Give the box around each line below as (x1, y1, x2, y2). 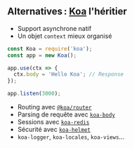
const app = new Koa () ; (7, 52, 77, 59)
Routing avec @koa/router (17, 103, 93, 112)
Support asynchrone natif (17, 24, 92, 32)
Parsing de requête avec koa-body (17, 110, 116, 119)
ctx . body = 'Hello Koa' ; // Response (13, 71, 124, 78)
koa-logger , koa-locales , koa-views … (17, 133, 125, 141)
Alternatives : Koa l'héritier (7, 6, 128, 18)
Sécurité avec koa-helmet (17, 126, 91, 134)
